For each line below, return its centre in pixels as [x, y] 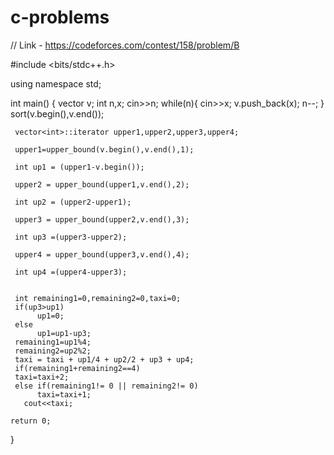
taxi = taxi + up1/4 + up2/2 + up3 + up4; [104, 359]
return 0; [31, 421]
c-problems [60, 17]
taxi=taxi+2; [42, 377]
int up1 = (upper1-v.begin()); [79, 167]
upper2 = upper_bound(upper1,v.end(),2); [102, 184]
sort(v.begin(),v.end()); [57, 113]
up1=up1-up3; [64, 333]
